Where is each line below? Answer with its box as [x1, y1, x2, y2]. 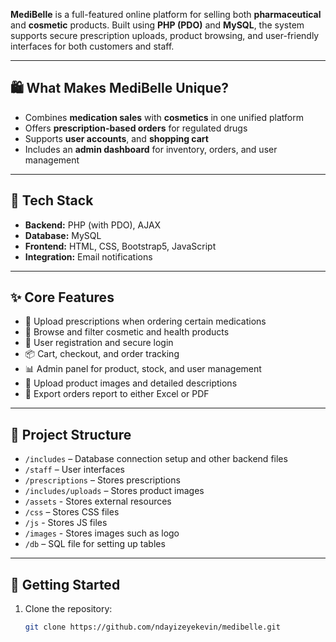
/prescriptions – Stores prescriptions [24, 474, 181, 486]
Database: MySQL [24, 229, 102, 241]
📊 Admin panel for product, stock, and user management [24, 363, 262, 375]
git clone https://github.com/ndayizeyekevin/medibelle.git [24, 622, 281, 633]
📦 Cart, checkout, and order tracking [24, 348, 180, 360]
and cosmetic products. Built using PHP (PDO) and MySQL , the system [10, 19, 305, 31]
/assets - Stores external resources [24, 495, 172, 508]
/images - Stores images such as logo [24, 527, 180, 539]
